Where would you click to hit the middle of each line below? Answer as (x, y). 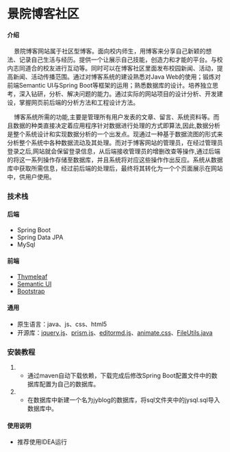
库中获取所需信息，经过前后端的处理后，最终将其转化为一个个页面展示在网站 (115, 168)
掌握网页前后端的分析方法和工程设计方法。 (79, 103)
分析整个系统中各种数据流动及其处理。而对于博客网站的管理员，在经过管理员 (115, 143)
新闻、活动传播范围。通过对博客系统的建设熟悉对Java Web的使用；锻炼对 (117, 77)
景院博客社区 (43, 14)
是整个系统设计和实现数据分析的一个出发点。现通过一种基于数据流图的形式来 (115, 134)
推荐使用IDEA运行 (42, 442)
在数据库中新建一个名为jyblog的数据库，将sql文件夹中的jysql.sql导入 (124, 400)
